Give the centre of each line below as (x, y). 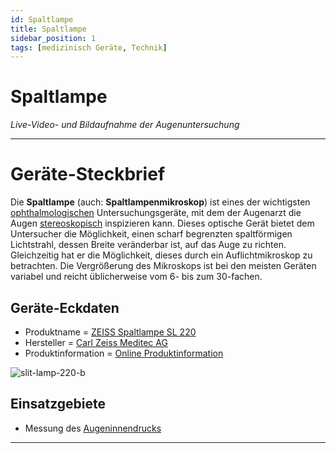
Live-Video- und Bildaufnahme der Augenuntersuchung (125, 125)
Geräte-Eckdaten (65, 307)
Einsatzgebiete (58, 404)
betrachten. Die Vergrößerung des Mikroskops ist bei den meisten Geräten (163, 266)
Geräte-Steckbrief (88, 174)
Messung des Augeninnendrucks (93, 428)
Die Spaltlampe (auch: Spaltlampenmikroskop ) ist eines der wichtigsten (160, 202)
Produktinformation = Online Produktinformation (124, 353)
